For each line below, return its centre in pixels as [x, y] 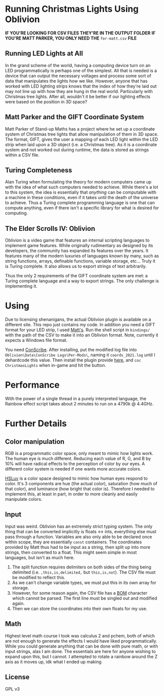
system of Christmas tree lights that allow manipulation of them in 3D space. [82, 134]
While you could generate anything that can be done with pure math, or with [82, 646]
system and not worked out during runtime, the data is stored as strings [77, 150]
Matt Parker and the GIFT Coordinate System [74, 117]
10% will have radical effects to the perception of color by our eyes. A [75, 464]
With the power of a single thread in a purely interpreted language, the [76, 399]
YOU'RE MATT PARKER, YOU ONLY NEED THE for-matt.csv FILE [71, 38]
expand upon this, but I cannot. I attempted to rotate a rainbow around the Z [81, 656]
